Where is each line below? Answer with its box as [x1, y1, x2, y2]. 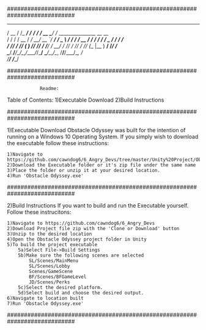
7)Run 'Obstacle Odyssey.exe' [7, 301, 84, 307]
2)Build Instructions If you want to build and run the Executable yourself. [7, 202, 189, 209]
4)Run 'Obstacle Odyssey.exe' [7, 173, 84, 179]
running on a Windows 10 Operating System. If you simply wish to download [7, 133, 199, 140]
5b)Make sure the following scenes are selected [18, 252, 144, 258]
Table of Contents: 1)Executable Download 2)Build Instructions [7, 96, 164, 103]
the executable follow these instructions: [7, 140, 109, 146]
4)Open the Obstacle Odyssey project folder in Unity [7, 236, 147, 242]
